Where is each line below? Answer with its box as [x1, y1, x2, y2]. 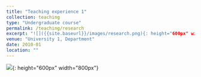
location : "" [6, 47, 39, 53]
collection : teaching [6, 14, 60, 20]
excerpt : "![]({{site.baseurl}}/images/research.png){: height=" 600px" [6, 31, 188, 37]
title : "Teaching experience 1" [6, 8, 87, 15]
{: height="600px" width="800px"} [12, 64, 99, 71]
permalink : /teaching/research [6, 25, 84, 31]
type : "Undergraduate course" [6, 20, 82, 25]
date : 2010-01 [6, 42, 42, 48]
